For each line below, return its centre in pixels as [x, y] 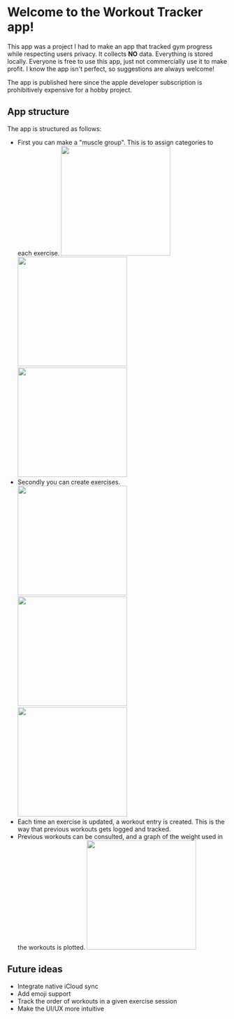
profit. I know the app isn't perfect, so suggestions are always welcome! [111, 69]
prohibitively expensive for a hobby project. [70, 90]
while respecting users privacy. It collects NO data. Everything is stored [110, 54]
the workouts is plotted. [51, 947]
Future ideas [35, 970]
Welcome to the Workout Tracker [105, 12]
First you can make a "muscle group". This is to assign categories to [115, 142]
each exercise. [38, 253]
